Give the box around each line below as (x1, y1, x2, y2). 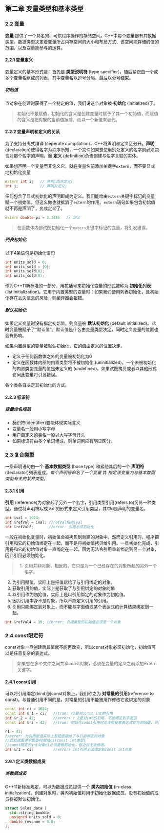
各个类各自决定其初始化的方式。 (5, 382, 69, 388)
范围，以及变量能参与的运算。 (5, 45, 65, 50)
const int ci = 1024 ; (5, 706, 49, 712)
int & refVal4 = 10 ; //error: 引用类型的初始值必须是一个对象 (5, 619, 121, 625)
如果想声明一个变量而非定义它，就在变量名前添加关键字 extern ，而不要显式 (5, 163, 155, 169)
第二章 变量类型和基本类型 (5, 4, 84, 13)
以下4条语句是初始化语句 (5, 250, 55, 256)
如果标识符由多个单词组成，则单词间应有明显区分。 (12, 438, 115, 444)
